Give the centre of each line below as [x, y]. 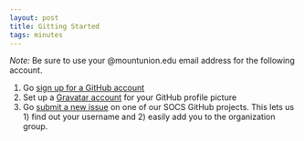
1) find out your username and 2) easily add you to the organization [149, 117]
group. [35, 126]
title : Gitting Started [55, 26]
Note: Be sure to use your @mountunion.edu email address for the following [152, 61]
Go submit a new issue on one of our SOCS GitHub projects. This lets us [158, 107]
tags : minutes [37, 35]
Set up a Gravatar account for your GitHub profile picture [130, 97]
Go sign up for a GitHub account [84, 88]
